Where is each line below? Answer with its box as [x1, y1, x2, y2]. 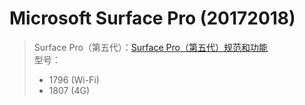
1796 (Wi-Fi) [48, 73, 100, 86]
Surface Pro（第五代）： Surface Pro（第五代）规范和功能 [33, 41, 268, 53]
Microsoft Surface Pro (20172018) [9, 7, 296, 30]
